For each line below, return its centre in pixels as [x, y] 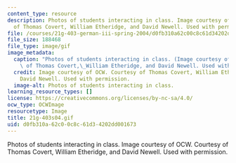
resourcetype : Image [38, 111]
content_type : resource [42, 14]
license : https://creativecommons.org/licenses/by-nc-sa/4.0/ [100, 99]
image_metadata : [31, 53]
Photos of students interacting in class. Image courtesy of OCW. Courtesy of [118, 144]
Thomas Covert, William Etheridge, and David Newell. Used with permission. [118, 152]
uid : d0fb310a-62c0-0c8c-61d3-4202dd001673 [72, 124]
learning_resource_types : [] [50, 92]
